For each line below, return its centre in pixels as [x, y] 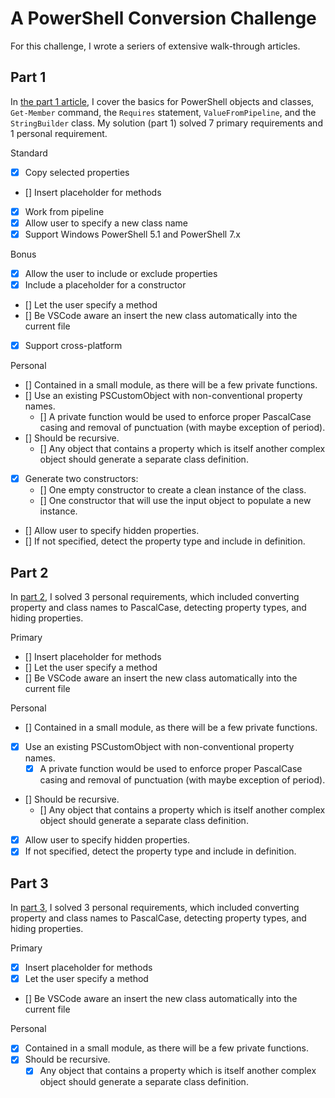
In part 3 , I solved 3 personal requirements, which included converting [155, 908]
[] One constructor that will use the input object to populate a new [175, 501]
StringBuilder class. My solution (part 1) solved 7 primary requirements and [166, 123]
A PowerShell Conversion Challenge [163, 18]
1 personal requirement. [59, 133]
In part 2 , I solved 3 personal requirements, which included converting [155, 597]
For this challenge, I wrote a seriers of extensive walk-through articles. [155, 46]
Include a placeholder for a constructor [105, 285]
